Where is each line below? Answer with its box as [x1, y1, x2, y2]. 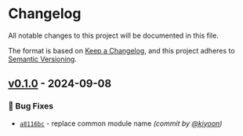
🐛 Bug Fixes [8, 101, 53, 112]
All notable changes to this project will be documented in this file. [8, 31, 219, 40]
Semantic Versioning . [8, 54, 77, 64]
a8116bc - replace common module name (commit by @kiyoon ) [19, 119, 223, 128]
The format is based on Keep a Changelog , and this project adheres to [8, 46, 235, 55]
